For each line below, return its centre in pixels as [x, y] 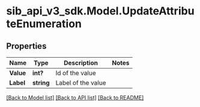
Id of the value [76, 73]
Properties [26, 46]
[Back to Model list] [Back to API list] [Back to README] [75, 98]
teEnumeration [44, 24]
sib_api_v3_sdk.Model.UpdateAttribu [100, 11]
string [41, 83]
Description [81, 63]
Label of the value [81, 83]
